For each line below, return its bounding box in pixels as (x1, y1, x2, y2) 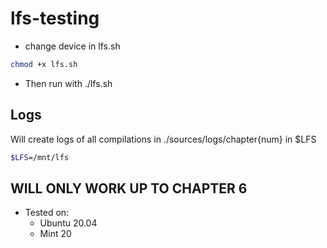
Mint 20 (39, 228, 72, 240)
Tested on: (24, 207, 70, 219)
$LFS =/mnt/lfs (10, 152, 70, 162)
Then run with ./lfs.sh (24, 77, 113, 89)
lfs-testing (10, 7, 100, 30)
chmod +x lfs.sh (10, 59, 78, 69)
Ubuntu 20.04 (39, 217, 98, 229)
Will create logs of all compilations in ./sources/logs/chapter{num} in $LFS (10, 133, 317, 145)
